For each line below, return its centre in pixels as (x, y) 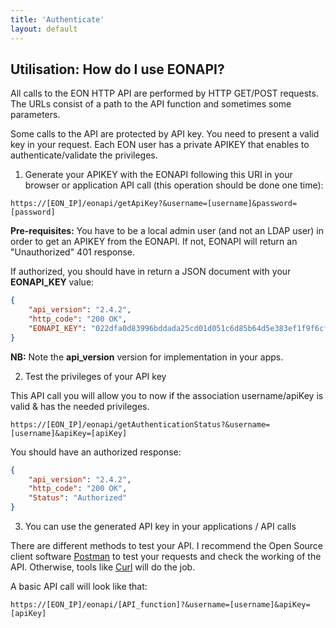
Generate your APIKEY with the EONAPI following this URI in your (158, 175)
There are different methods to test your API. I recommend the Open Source (167, 546)
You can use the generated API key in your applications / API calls (160, 527)
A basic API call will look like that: (79, 587)
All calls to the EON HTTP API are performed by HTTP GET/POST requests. (164, 93)
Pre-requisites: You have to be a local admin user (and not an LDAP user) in (167, 231)
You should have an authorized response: (96, 452)
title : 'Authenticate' (57, 19)
